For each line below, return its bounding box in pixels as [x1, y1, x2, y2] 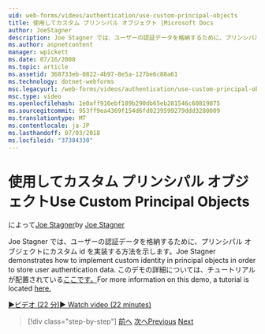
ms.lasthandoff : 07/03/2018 [8, 129, 101, 137]
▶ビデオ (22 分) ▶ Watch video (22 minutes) [8, 300, 152, 310]
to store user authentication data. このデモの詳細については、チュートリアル [8, 265, 256, 275]
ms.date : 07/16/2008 [8, 56, 77, 64]
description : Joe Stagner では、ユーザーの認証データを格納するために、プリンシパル [8, 33, 260, 42]
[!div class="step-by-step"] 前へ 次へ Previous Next [27, 317, 194, 326]
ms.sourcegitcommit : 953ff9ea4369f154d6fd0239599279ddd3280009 [8, 107, 221, 115]
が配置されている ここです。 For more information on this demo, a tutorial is [8, 275, 250, 284]
